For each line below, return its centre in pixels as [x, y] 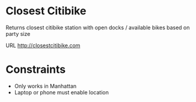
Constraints [36, 69]
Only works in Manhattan [45, 86]
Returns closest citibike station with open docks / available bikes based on [98, 27]
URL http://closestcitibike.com [43, 45]
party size [18, 33]
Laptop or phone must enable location [61, 92]
